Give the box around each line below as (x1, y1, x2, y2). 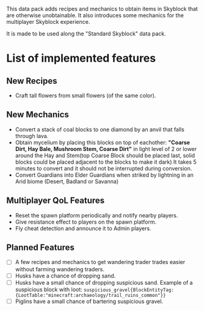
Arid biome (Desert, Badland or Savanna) (15, 177, 119, 185)
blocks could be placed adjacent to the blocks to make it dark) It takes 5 (15, 158, 197, 166)
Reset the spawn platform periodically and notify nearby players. (15, 211, 178, 219)
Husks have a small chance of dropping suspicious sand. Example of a (15, 279, 193, 286)
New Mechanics (6, 109, 69, 120)
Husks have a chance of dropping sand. (15, 272, 116, 279)
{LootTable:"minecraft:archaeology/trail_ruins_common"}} (15, 292, 166, 298)
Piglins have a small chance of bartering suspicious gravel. (15, 298, 164, 305)
